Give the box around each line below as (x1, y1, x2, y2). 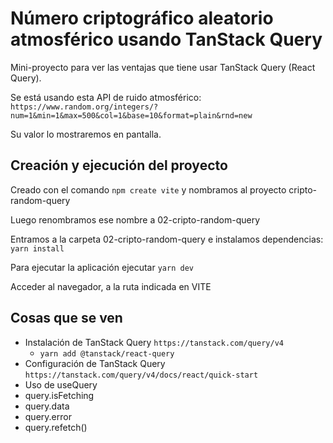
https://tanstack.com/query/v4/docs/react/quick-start (24, 370, 259, 380)
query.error (24, 410, 72, 422)
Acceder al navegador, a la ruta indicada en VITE (10, 280, 212, 292)
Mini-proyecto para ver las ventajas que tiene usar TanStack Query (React (10, 61, 316, 73)
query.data (24, 400, 70, 412)
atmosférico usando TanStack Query (10, 28, 323, 51)
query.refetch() (24, 421, 88, 433)
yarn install (10, 243, 65, 254)
